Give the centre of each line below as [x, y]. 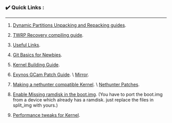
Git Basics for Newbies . [37, 55]
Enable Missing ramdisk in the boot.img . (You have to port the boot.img [88, 94]
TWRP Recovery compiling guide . [48, 35]
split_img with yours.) [35, 105]
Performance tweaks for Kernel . [46, 115]
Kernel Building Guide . [36, 65]
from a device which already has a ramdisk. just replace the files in [83, 100]
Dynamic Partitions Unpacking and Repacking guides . [69, 25]
